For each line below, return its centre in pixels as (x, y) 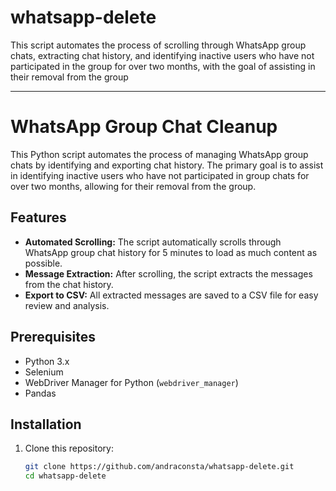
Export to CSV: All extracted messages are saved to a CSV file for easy (171, 295)
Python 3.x (47, 361)
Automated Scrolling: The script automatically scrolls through (153, 242)
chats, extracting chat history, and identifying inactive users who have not (162, 55)
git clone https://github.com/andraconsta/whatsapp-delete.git (159, 467)
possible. (43, 263)
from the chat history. (69, 284)
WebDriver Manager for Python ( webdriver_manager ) (131, 382)
